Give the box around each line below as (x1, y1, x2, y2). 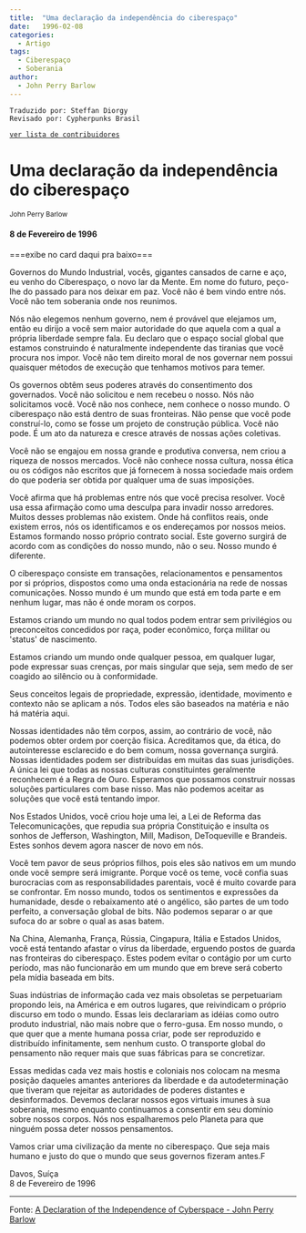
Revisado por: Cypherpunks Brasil (9, 114, 141, 123)
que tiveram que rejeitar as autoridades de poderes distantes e (9, 1085, 246, 1095)
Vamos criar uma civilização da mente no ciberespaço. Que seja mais (9, 1140, 270, 1152)
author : (9, 73, 39, 82)
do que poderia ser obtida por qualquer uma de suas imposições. (9, 474, 255, 485)
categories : (9, 30, 55, 39)
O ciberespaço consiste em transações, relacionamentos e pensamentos (9, 567, 283, 578)
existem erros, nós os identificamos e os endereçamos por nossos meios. (9, 521, 287, 532)
